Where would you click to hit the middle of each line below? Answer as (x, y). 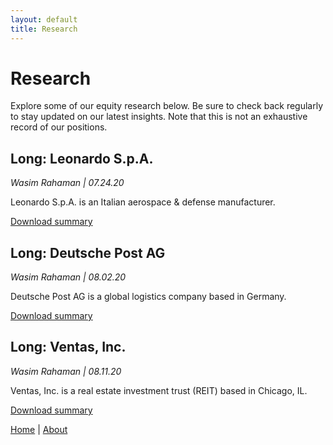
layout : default (44, 19)
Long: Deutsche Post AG (88, 252)
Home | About (39, 429)
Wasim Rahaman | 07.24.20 (67, 183)
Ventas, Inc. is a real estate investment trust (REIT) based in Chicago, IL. (159, 390)
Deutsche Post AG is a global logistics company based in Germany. (148, 297)
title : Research (44, 29)
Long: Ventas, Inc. (68, 347)
